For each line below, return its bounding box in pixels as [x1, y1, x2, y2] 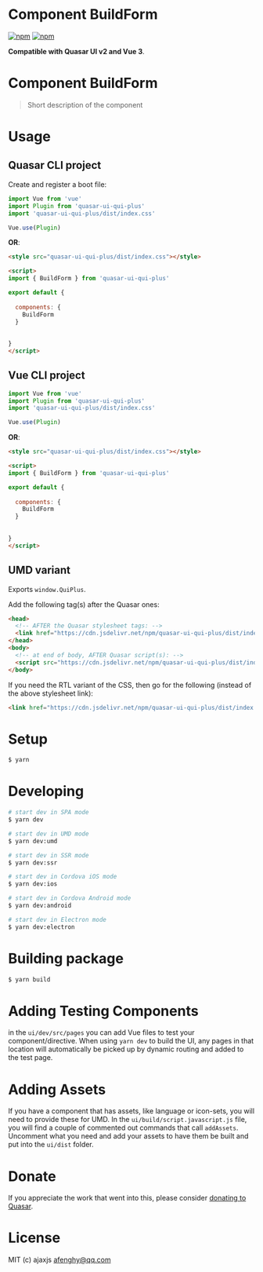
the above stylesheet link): [8, 689, 94, 698]
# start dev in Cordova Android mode [8, 894, 131, 902]
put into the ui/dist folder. [8, 1140, 94, 1150]
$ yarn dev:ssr [8, 858, 58, 867]
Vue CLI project [8, 369, 85, 382]
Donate [8, 1168, 56, 1185]
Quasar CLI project [8, 159, 102, 172]
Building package [8, 949, 124, 967]
